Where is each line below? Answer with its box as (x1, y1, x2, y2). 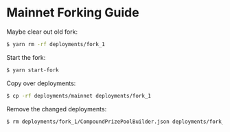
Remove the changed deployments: (6, 104, 107, 113)
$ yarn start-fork (6, 67, 59, 74)
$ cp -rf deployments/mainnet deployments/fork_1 (6, 92, 152, 99)
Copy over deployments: (6, 79, 76, 87)
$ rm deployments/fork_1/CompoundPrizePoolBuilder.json (6, 118, 170, 125)
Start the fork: (6, 53, 46, 61)
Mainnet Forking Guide (6, 5, 139, 21)
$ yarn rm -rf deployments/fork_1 (6, 41, 106, 47)
